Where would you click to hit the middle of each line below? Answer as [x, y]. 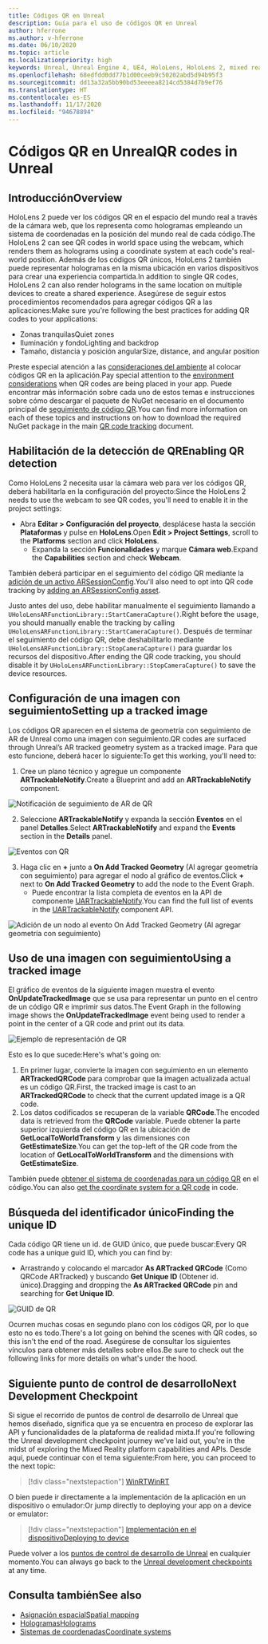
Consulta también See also [75, 1596]
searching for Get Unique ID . [67, 1294]
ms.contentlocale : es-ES [49, 97]
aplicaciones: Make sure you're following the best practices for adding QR [129, 310]
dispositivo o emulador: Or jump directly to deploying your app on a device [130, 1506]
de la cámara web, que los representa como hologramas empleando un [126, 225]
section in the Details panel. [66, 836]
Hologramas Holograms [58, 1623]
